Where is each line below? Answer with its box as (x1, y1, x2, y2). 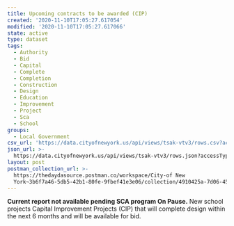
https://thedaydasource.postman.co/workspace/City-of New (13, 172, 186, 179)
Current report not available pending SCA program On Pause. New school (7, 197, 224, 206)
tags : (7, 42, 23, 49)
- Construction (13, 81, 58, 88)
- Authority (13, 49, 49, 56)
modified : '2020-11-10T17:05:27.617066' (7, 23, 127, 30)
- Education (13, 95, 49, 102)
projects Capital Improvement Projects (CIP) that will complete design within (7, 204, 226, 213)
